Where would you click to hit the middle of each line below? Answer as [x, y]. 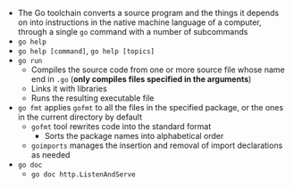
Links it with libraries [69, 89]
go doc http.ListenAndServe [83, 175]
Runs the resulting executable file [92, 98]
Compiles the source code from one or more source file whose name [158, 69]
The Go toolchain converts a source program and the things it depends [148, 13]
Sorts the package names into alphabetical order [134, 136]
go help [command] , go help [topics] [86, 51]
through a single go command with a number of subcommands [133, 32]
